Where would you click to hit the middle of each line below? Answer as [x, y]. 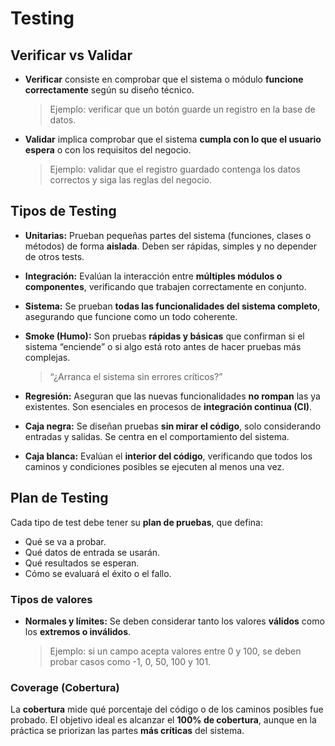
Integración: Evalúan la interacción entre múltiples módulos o [153, 276]
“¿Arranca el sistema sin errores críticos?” [136, 376]
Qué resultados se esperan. [82, 563]
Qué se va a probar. [65, 541]
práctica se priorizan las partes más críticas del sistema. [127, 731]
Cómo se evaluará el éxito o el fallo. [98, 573]
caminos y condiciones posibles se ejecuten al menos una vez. [154, 466]
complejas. [47, 357]
